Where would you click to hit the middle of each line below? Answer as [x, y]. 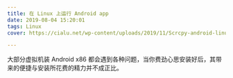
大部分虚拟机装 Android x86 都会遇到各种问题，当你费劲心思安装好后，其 [112, 59]
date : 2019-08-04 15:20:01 [46, 20]
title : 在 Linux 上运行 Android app [58, 13]
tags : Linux [24, 26]
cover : [17, 33]
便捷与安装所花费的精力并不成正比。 [71, 68]
